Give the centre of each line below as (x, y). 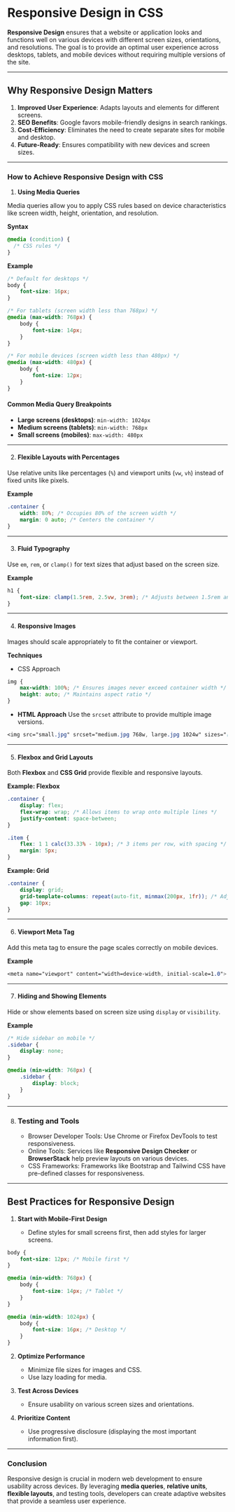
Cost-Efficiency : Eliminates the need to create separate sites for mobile (121, 129)
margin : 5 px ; (39, 851)
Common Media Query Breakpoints (59, 405)
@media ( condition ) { (39, 239)
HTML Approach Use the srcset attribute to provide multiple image (114, 715)
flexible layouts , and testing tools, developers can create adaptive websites (116, 1494)
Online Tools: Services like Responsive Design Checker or (112, 1151)
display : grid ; (42, 890)
